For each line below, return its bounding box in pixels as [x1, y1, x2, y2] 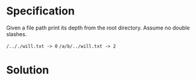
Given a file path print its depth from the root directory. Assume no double [6, 24, 190, 31]
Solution [6, 63, 49, 77]
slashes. [6, 30, 27, 37]
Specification [6, 4, 75, 18]
